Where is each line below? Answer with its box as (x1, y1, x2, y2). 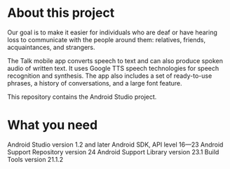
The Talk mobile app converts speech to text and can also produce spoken (7, 56, 223, 65)
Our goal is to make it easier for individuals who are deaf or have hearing (7, 28, 217, 36)
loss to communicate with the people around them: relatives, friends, (7, 35, 206, 43)
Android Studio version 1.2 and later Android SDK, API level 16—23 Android (7, 140, 224, 149)
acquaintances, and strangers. (7, 43, 95, 51)
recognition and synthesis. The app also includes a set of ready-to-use (7, 72, 212, 80)
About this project (7, 5, 115, 21)
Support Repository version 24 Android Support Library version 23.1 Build (7, 147, 219, 156)
